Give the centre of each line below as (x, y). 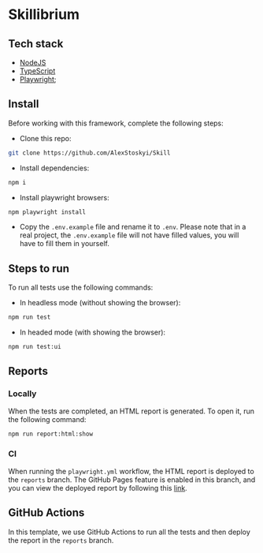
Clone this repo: (45, 138)
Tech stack (36, 44)
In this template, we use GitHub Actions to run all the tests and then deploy (129, 532)
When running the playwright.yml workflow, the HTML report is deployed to (131, 471)
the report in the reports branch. (61, 540)
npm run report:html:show (50, 434)
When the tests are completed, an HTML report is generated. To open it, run (131, 411)
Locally (22, 394)
